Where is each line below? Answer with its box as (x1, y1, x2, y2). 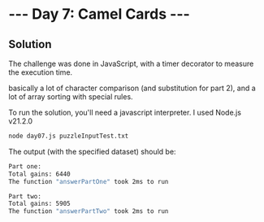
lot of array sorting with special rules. (8, 92, 133, 102)
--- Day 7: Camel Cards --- (8, 5, 191, 24)
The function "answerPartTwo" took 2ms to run (8, 207, 169, 215)
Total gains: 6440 (8, 170, 71, 178)
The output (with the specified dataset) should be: (8, 146, 176, 156)
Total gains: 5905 (8, 200, 71, 208)
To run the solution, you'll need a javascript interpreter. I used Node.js (8, 107, 242, 117)
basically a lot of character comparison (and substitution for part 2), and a (8, 83, 256, 93)
